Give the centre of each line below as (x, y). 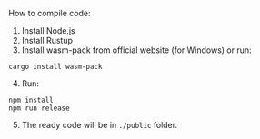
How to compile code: (50, 13)
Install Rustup (47, 40)
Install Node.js (48, 30)
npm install (31, 100)
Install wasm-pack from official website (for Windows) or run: (136, 50)
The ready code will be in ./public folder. (100, 125)
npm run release (39, 108)
